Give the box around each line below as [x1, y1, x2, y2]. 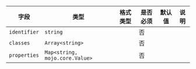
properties [9, 52, 39, 59]
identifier [9, 29, 39, 35]
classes [9, 40, 30, 46]
